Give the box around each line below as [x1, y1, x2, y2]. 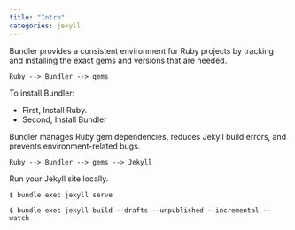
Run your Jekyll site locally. [9, 173, 109, 184]
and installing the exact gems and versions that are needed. [9, 55, 228, 65]
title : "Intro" [9, 12, 66, 22]
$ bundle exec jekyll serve [9, 190, 113, 199]
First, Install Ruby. [21, 104, 88, 115]
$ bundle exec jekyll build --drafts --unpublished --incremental [9, 205, 260, 215]
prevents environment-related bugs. [9, 141, 141, 151]
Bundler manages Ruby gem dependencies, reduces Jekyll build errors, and [9, 131, 286, 142]
